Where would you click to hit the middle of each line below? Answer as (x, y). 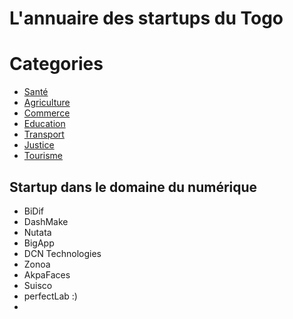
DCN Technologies (62, 253)
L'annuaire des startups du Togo (146, 18)
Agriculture (47, 103)
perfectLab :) (50, 296)
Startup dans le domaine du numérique (133, 187)
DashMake (46, 221)
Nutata (37, 232)
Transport (44, 134)
